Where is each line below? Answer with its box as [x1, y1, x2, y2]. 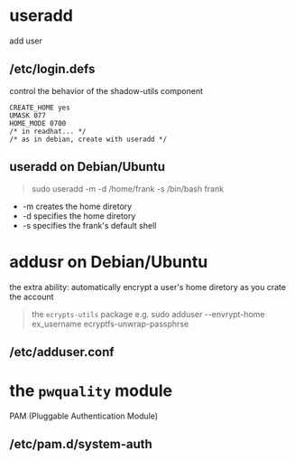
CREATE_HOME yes [9, 103, 70, 112]
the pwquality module [9, 381, 173, 401]
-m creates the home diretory [22, 201, 133, 212]
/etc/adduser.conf [9, 344, 115, 360]
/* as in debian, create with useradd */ [9, 135, 168, 144]
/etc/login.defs [9, 61, 96, 77]
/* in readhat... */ [9, 127, 88, 136]
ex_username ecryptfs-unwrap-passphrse [31, 318, 189, 329]
